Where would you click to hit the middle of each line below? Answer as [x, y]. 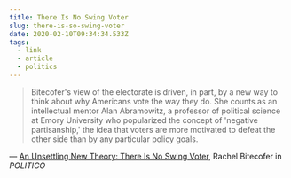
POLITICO [28, 166]
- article [35, 58]
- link [29, 50]
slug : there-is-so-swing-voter [67, 26]
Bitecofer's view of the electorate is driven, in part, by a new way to [154, 92]
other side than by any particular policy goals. [114, 139]
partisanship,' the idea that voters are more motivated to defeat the [153, 129]
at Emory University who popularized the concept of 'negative [145, 120]
